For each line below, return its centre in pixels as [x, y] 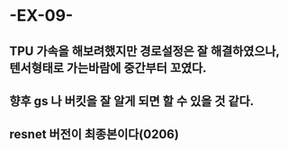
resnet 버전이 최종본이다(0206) [94, 134]
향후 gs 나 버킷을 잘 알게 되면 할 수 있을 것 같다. [132, 101]
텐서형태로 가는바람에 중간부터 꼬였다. [108, 68]
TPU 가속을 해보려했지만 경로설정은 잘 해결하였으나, [144, 51]
